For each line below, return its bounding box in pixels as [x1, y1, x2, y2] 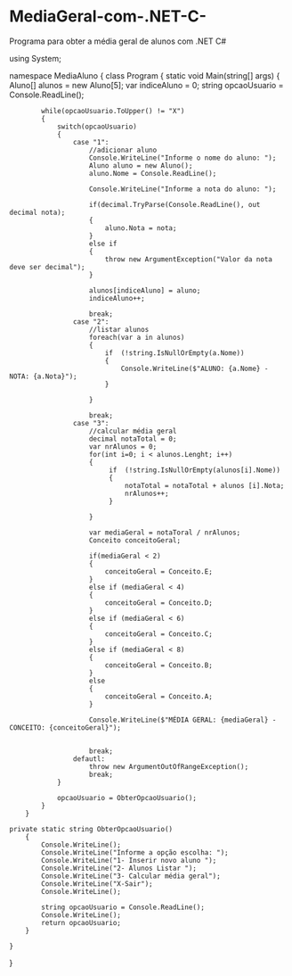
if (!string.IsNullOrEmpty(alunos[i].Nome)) [108, 466, 280, 475]
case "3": [72, 418, 109, 427]
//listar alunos [88, 325, 150, 334]
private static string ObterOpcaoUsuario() [9, 824, 174, 833]
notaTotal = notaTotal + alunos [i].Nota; [124, 481, 285, 490]
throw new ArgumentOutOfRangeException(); [88, 762, 249, 771]
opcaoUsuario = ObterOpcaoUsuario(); [56, 793, 198, 802]
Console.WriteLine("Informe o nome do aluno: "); [88, 153, 277, 162]
